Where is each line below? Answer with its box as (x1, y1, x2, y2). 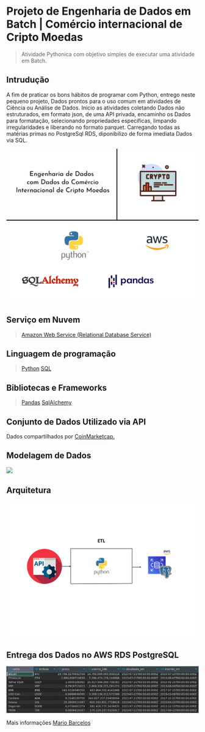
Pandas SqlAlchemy (21, 399, 72, 406)
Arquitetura (6, 485, 51, 496)
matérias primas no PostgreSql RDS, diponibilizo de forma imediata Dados (6, 130, 192, 137)
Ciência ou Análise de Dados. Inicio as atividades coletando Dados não (6, 104, 185, 111)
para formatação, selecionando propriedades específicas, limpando (6, 117, 177, 124)
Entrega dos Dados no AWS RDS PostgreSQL (6, 649, 179, 660)
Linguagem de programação (6, 349, 116, 359)
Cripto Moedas (6, 31, 84, 44)
